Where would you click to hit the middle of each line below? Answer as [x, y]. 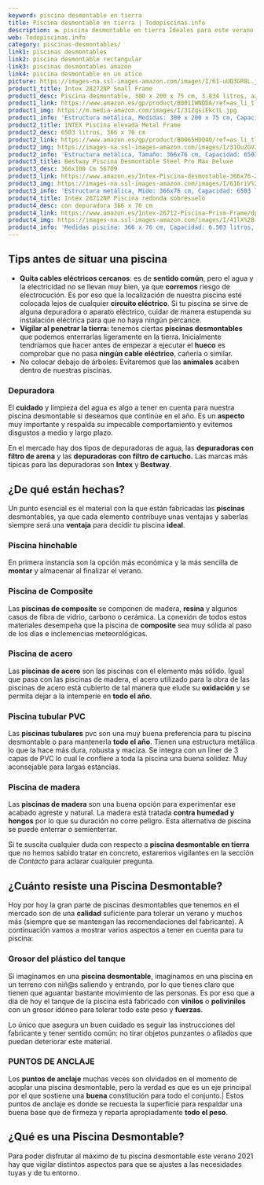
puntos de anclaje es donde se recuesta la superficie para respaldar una [125, 1104]
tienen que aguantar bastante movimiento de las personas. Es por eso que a [132, 992]
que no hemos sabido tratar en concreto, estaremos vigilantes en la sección [131, 853]
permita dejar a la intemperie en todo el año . [80, 696]
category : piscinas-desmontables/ [65, 45]
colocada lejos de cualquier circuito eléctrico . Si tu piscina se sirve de [134, 303]
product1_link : [33, 103]
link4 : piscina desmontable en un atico [75, 74]
